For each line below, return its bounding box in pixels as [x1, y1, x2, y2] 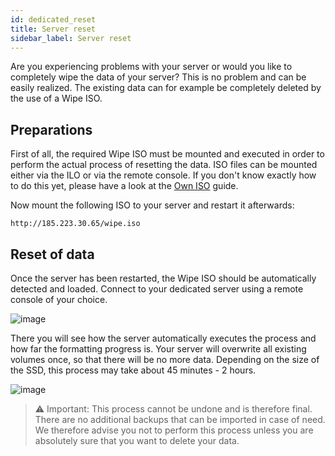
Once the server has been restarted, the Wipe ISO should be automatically [10, 272, 317, 284]
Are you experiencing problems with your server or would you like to [10, 61, 293, 73]
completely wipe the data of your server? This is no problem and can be [10, 71, 307, 83]
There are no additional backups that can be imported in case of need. [34, 414, 326, 425]
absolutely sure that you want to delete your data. [34, 435, 240, 446]
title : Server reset [10, 24, 97, 34]
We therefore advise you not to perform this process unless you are [34, 424, 314, 436]
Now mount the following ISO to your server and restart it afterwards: [10, 199, 295, 211]
